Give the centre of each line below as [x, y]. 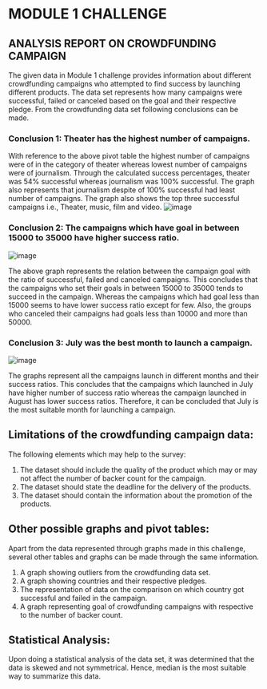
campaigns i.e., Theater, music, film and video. [85, 207]
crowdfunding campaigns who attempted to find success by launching [125, 84]
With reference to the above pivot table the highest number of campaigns [129, 156]
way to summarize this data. [55, 676]
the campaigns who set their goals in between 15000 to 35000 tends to [126, 288]
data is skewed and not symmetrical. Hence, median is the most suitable [128, 668]
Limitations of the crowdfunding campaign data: [131, 435]
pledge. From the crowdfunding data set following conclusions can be [124, 109]
